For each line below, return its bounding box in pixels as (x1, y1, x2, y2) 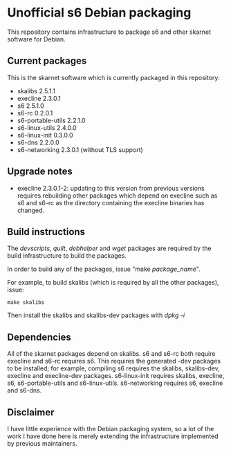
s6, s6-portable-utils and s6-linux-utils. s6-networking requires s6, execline (7, 379, 223, 388)
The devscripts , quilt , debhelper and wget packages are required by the (7, 244, 212, 253)
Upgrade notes (7, 166, 73, 178)
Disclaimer (7, 406, 55, 418)
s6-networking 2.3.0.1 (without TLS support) (17, 145, 143, 153)
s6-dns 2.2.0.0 (17, 138, 60, 146)
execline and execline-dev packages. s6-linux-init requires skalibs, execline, (7, 372, 225, 380)
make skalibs (7, 299, 45, 306)
